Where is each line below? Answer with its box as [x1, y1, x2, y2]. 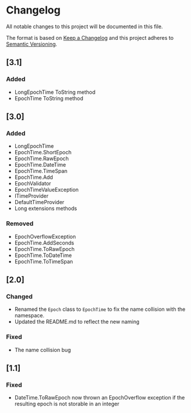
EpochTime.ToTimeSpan [14, 258, 73, 265]
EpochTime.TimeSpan [14, 168, 68, 175]
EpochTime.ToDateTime [14, 252, 72, 259]
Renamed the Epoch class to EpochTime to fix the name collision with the [14, 306, 186, 313]
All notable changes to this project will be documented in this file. [6, 23, 164, 30]
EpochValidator [14, 180, 51, 187]
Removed [6, 219, 34, 228]
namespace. [14, 312, 45, 319]
